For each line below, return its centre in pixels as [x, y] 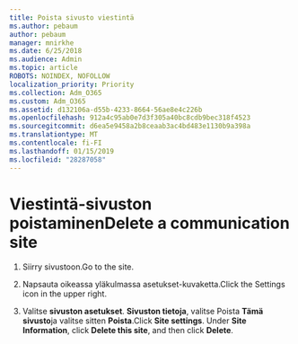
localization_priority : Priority [72, 84]
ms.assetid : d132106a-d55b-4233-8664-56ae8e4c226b [106, 110]
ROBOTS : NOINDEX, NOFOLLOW [60, 76]
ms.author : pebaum [44, 26]
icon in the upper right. [65, 294]
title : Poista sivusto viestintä [72, 18]
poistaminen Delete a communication [149, 223]
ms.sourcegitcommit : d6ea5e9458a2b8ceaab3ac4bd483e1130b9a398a [130, 127]
